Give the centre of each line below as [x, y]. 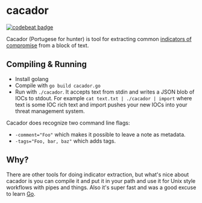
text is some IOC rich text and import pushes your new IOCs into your [101, 105]
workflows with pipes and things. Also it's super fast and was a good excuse [101, 187]
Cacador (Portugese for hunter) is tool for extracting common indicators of [99, 39]
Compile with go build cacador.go [58, 85]
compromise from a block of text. [48, 45]
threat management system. [50, 111]
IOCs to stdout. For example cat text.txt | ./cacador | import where [103, 98]
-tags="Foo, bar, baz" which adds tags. [65, 141]
